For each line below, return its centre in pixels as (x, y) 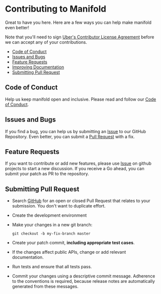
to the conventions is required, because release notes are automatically (83, 281)
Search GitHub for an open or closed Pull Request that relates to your (81, 201)
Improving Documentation (38, 67)
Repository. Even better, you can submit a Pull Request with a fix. (70, 137)
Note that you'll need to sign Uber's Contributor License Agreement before (80, 37)
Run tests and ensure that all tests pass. (52, 267)
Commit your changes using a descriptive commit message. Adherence (83, 276)
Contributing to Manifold (56, 9)
